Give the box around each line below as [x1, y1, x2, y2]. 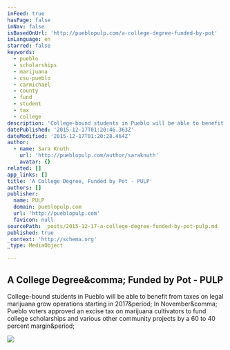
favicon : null [13, 216, 54, 223]
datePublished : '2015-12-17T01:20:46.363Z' [7, 126, 135, 133]
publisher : [7, 191, 39, 198]
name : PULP [13, 197, 45, 204]
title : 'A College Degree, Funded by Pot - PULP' [7, 177, 153, 184]
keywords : [7, 49, 36, 56]
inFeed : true [7, 10, 45, 17]
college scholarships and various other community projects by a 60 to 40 [7, 314, 216, 322]
